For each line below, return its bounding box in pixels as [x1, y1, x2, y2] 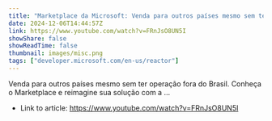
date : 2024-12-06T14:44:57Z [8, 19, 104, 27]
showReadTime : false [8, 42, 79, 50]
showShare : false [8, 34, 67, 43]
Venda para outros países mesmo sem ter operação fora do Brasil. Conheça [8, 78, 261, 89]
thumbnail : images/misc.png [8, 49, 104, 57]
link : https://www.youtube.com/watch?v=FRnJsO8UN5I [8, 27, 186, 35]
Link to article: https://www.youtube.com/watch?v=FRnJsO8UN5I [19, 102, 239, 113]
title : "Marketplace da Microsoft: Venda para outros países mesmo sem [8, 11, 255, 20]
